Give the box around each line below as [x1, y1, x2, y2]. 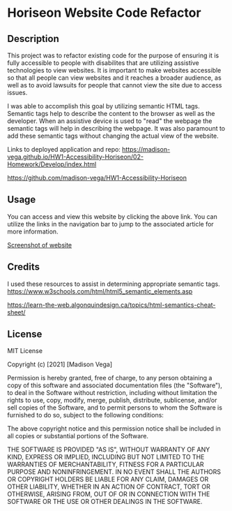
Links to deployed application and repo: [7, 145, 121, 153]
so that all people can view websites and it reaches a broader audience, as [7, 73, 222, 82]
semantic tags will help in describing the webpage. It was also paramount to [7, 124, 226, 132]
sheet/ [7, 308, 26, 316]
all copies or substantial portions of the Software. [7, 432, 148, 440]
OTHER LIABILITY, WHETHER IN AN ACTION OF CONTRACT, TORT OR [7, 482, 210, 491]
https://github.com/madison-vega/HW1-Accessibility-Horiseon [7, 173, 187, 182]
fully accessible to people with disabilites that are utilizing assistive [7, 59, 200, 67]
